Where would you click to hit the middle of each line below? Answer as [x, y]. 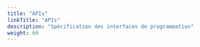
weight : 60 [23, 33]
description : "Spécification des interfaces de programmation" [101, 26]
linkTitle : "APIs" [34, 20]
